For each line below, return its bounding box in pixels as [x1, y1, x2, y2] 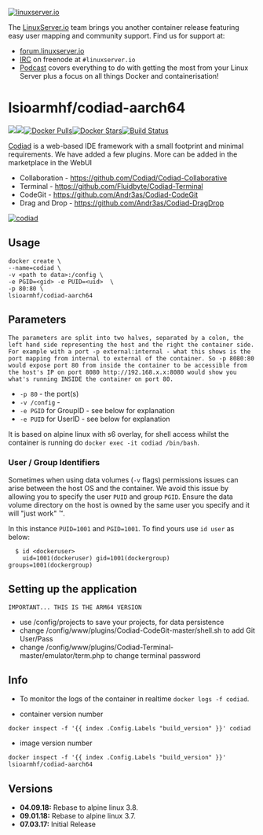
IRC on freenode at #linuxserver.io [19, 55, 136, 64]
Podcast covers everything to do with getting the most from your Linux [19, 63, 249, 72]
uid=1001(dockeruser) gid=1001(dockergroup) [22, 554, 170, 562]
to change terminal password [106, 650, 201, 660]
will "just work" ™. [8, 508, 65, 518]
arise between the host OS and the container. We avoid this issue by [8, 483, 229, 493]
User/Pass [19, 634, 53, 643]
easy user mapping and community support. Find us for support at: [8, 31, 225, 40]
